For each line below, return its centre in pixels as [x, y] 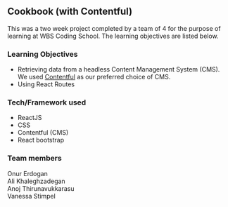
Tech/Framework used [47, 102]
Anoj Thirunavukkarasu [41, 188]
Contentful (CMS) [43, 133]
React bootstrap [41, 140]
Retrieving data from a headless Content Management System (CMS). [119, 69]
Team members [34, 159]
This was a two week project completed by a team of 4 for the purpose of [114, 28]
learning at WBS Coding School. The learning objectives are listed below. [113, 36]
